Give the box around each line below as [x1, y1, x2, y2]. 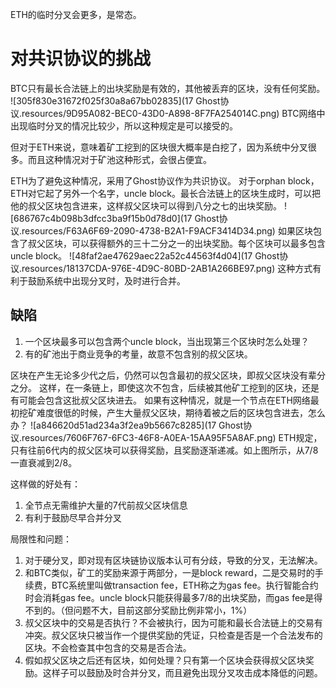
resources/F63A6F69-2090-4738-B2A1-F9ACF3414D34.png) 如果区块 [21, 224, 313, 237]
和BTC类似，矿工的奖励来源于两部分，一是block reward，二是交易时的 [24, 566, 315, 578]
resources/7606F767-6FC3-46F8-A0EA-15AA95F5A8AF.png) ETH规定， [21, 431, 323, 443]
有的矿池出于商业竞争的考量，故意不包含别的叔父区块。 [24, 348, 253, 360]
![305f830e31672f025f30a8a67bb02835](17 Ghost [10, 94, 221, 107]
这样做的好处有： [10, 478, 81, 490]
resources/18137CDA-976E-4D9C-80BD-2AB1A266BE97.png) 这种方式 [21, 262, 313, 274]
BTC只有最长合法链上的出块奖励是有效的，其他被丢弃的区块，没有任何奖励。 [10, 82, 326, 94]
